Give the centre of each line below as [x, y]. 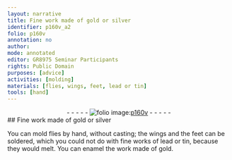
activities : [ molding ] [41, 79]
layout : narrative [34, 14]
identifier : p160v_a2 [39, 27]
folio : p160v [27, 33]
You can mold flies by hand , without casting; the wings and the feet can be [116, 134]
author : [19, 47]
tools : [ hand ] [28, 92]
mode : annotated [31, 54]
